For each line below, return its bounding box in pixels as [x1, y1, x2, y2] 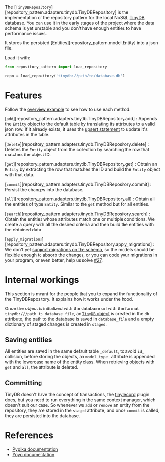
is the [117, 9, 129, 15]
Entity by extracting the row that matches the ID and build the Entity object [5, 166, 160, 172]
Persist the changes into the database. [5, 186, 83, 192]
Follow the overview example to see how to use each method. [5, 106, 131, 112]
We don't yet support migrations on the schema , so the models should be [5, 246, 155, 252]
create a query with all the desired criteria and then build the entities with [5, 221, 154, 227]
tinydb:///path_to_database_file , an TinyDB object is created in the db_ [5, 310, 152, 316]
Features [5, 90, 42, 101]
